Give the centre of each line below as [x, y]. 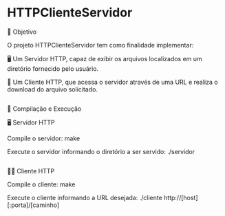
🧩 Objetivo [22, 32]
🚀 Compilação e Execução [44, 109]
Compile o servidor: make [44, 138]
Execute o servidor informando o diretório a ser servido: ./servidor [101, 151]
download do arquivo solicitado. [53, 89]
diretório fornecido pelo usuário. [53, 68]
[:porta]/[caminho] [33, 205]
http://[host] [181, 197]
